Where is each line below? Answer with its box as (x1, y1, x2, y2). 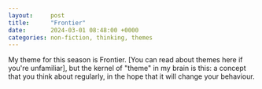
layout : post (8, 11, 65, 20)
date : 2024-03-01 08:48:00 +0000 (8, 26, 139, 34)
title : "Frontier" (8, 19, 87, 27)
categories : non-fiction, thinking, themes (8, 33, 153, 42)
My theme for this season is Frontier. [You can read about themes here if (8, 55, 243, 65)
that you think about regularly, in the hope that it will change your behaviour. (8, 72, 255, 81)
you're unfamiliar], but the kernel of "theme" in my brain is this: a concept (8, 64, 246, 73)
